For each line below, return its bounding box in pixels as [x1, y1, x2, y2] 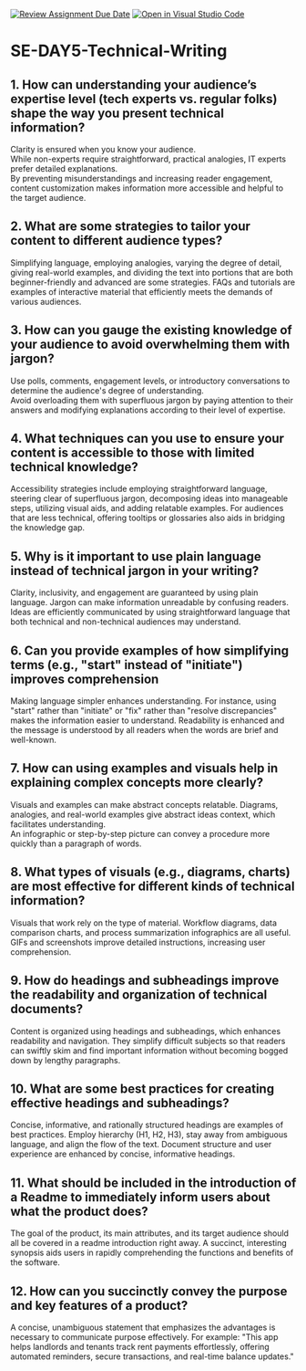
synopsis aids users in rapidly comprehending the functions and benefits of [10, 1247, 294, 1259]
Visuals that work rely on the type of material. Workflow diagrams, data [10, 917, 277, 928]
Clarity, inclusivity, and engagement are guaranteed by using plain [10, 587, 259, 598]
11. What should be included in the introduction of [10, 1175, 297, 1190]
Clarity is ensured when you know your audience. [10, 144, 197, 154]
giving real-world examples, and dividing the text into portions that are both [10, 267, 294, 277]
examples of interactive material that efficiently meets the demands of [10, 286, 273, 297]
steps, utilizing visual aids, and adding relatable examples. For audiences [10, 503, 284, 514]
